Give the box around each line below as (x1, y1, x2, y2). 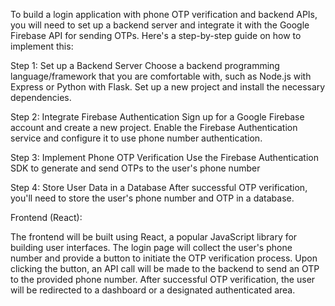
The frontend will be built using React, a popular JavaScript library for (10, 231, 298, 243)
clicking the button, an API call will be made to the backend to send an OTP (10, 263, 320, 274)
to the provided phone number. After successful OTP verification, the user (10, 274, 316, 285)
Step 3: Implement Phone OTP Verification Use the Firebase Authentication (10, 152, 319, 163)
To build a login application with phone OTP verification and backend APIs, (10, 9, 318, 20)
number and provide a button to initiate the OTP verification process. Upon (10, 252, 318, 264)
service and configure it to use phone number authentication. (10, 132, 263, 144)
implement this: (10, 40, 74, 52)
